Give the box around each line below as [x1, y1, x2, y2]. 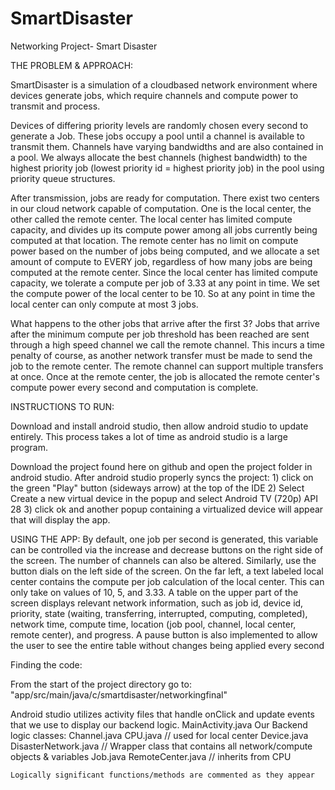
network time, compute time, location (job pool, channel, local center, [10, 618, 297, 630]
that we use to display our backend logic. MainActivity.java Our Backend [10, 718, 308, 731]
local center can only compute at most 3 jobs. [10, 298, 199, 310]
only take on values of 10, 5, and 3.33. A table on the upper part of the [10, 586, 299, 598]
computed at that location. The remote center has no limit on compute [10, 234, 299, 246]
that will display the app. [10, 513, 111, 526]
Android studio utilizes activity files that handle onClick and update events [10, 708, 315, 720]
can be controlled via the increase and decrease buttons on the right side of [10, 543, 324, 556]
